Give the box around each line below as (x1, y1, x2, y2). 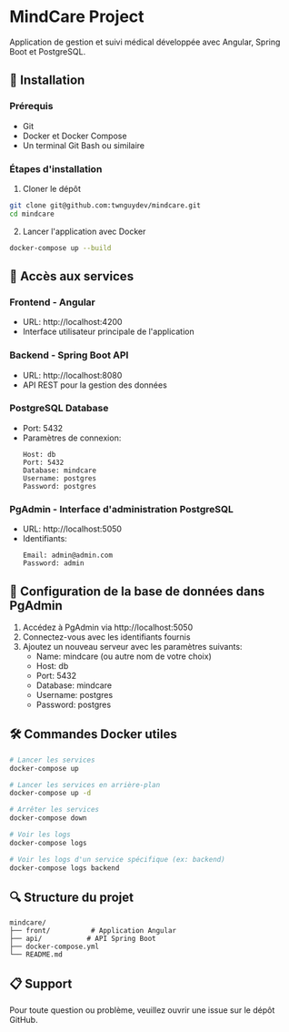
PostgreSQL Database (9, 402, 109, 415)
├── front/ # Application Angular (9, 926, 177, 936)
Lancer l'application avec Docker (22, 226, 146, 237)
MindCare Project (9, 6, 144, 27)
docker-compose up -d (9, 789, 92, 798)
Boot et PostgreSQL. (9, 46, 86, 56)
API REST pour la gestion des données (22, 379, 168, 390)
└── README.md (9, 950, 64, 959)
